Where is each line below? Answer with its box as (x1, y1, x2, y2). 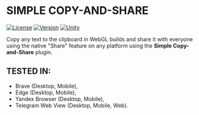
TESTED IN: (6, 66, 51, 77)
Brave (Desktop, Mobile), (15, 82, 78, 89)
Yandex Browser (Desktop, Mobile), (15, 95, 105, 102)
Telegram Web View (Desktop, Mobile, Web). (15, 102, 128, 109)
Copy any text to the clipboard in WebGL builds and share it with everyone (6, 35, 194, 43)
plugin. (35, 48, 53, 55)
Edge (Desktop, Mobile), (15, 89, 76, 96)
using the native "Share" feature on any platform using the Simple (6, 42, 172, 49)
